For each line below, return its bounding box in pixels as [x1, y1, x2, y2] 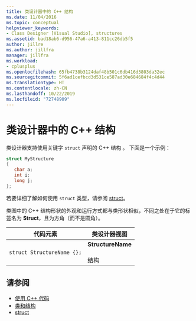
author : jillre [6, 42, 44, 48]
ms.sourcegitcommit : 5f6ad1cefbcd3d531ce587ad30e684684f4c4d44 [6, 74, 165, 80]
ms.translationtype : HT [6, 80, 65, 86]
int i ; [14, 172, 31, 178]
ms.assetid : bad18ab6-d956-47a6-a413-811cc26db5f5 [6, 36, 133, 42]
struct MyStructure [6, 155, 54, 162]
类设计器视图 [92, 230, 128, 238]
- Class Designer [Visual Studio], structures [6, 31, 123, 37]
